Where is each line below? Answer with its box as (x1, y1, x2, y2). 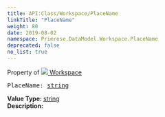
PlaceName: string (7, 81, 69, 89)
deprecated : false (7, 42, 60, 49)
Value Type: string (7, 94, 60, 103)
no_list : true (7, 49, 48, 56)
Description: (7, 101, 43, 110)
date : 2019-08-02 (7, 29, 57, 36)
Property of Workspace (7, 68, 82, 76)
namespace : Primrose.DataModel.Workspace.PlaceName (7, 36, 158, 43)
